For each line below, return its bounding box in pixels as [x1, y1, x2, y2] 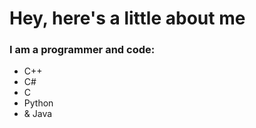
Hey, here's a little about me [9, 7, 246, 30]
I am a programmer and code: [9, 43, 156, 57]
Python [23, 97, 54, 109]
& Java [23, 108, 53, 120]
